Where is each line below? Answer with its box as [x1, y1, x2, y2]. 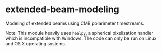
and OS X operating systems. [5, 40, 67, 46]
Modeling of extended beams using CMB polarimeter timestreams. [5, 20, 145, 26]
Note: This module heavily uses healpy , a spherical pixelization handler [5, 30, 153, 36]
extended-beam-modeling [5, 4, 119, 15]
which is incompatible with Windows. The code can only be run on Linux [5, 35, 157, 41]
